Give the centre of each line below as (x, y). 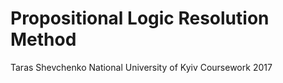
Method (43, 39)
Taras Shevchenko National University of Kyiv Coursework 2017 (141, 67)
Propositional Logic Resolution (140, 18)
